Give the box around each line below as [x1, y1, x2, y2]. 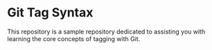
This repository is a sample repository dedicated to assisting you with [7, 27, 206, 36]
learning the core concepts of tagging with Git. [7, 34, 141, 42]
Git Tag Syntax [7, 5, 94, 21]
